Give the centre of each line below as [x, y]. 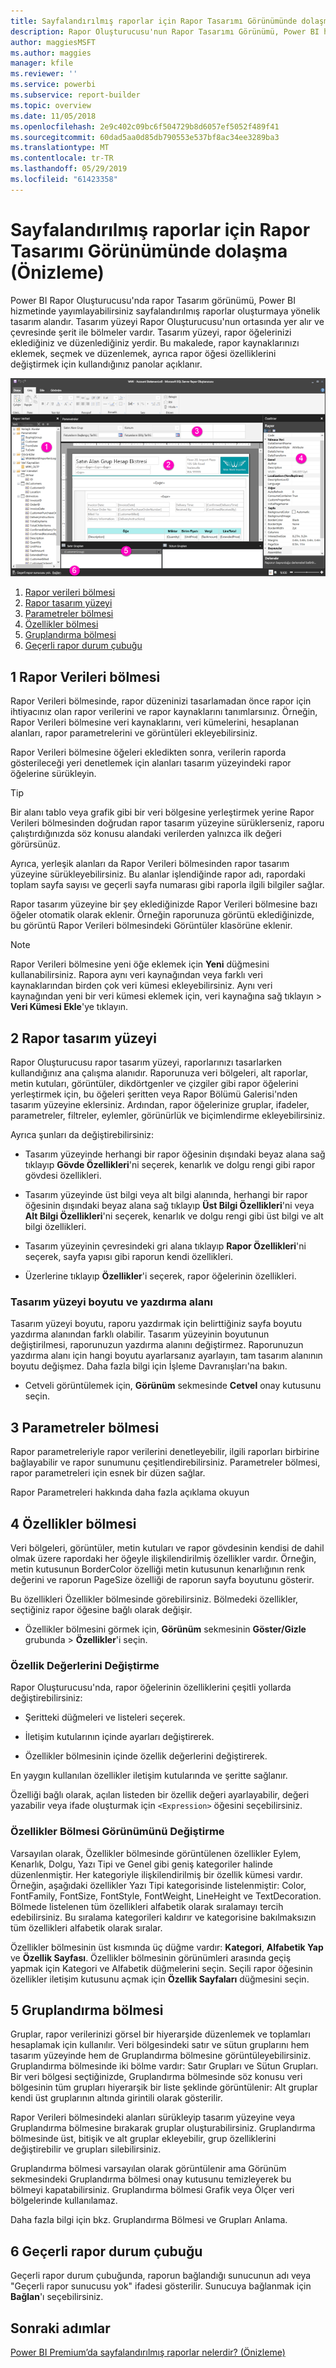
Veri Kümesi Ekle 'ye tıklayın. [69, 1007]
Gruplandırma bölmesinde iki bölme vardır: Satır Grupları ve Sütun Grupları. [164, 2066]
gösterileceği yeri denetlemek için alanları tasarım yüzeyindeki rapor [151, 763]
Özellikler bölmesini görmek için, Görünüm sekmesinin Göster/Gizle [165, 1629]
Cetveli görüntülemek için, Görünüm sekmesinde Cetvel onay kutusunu [173, 1386]
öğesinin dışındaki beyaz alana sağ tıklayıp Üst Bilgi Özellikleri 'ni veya [169, 1206]
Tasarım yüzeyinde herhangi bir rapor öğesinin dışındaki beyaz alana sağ [175, 1154]
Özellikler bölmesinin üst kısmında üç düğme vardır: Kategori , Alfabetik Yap [167, 1947]
